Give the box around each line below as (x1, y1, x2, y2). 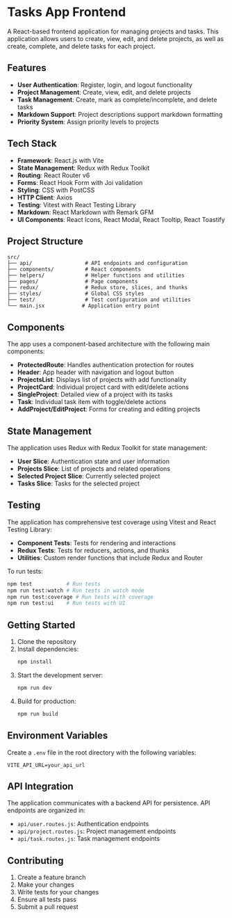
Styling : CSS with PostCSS (17, 186, 95, 194)
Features (7, 62, 47, 74)
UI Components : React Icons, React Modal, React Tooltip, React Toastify (17, 215, 226, 223)
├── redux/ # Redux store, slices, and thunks (7, 284, 188, 291)
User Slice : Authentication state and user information (17, 457, 170, 465)
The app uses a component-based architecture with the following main (7, 340, 210, 348)
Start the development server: (17, 671, 103, 679)
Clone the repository (17, 638, 76, 646)
